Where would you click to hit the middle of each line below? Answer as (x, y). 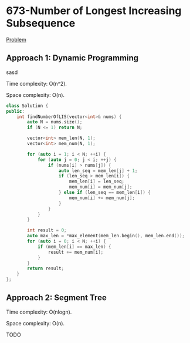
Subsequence (41, 23)
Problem (16, 39)
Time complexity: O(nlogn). (39, 312)
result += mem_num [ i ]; (76, 252)
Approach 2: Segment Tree (56, 298)
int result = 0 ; (47, 230)
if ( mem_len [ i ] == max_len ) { (74, 247)
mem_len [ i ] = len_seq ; (97, 181)
